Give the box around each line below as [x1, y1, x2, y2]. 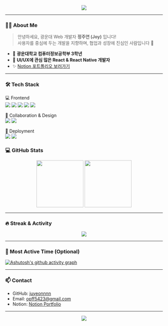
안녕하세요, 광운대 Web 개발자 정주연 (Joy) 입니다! [17, 34, 116, 40]
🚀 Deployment [5, 128, 34, 134]
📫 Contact [5, 277, 32, 284]
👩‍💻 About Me [5, 22, 37, 29]
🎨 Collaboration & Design [5, 112, 56, 118]
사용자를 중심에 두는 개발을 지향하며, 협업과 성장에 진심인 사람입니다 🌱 [17, 40, 154, 46]
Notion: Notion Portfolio [12, 301, 61, 307]
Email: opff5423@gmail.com [12, 295, 71, 301]
